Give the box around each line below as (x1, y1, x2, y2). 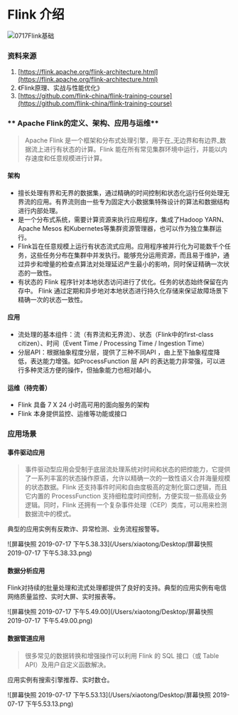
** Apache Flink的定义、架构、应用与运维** (7, 118, 159, 128)
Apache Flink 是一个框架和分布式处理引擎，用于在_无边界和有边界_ (24, 136, 220, 145)
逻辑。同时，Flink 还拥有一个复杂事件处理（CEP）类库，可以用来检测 (24, 501, 227, 509)
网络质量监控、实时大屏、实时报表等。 (7, 593, 119, 601)
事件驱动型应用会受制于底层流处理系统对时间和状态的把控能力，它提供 (24, 465, 231, 474)
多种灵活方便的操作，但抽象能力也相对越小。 (23, 365, 155, 374)
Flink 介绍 (7, 6, 65, 23)
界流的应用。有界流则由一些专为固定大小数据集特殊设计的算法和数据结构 (17, 197, 229, 206)
